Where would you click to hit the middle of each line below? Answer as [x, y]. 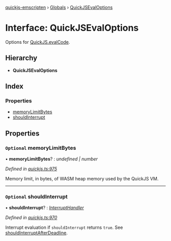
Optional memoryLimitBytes [41, 148]
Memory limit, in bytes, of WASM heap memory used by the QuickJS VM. [82, 179]
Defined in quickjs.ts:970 [31, 218]
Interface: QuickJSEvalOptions [72, 28]
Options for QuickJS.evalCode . [38, 42]
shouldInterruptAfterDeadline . [36, 233]
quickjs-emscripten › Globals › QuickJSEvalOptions [59, 7]
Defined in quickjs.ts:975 [31, 169]
